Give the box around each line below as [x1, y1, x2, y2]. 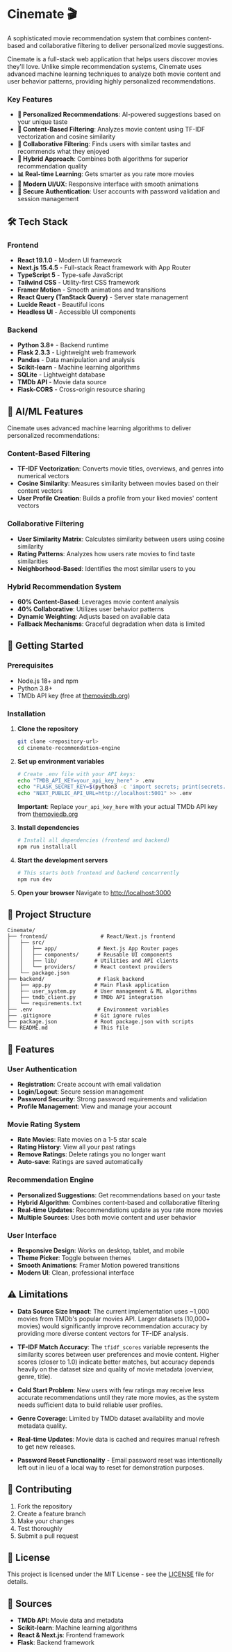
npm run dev [17, 876, 52, 883]
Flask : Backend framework [17, 1638, 95, 1647]
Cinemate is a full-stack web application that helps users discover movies [7, 54, 218, 63]
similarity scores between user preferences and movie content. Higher [17, 1350, 219, 1358]
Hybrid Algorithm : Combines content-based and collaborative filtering [17, 1198, 220, 1206]
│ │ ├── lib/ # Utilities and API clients [7, 957, 179, 965]
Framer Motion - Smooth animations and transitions [17, 285, 167, 294]
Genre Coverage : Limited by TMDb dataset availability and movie [17, 1414, 205, 1422]
